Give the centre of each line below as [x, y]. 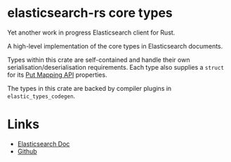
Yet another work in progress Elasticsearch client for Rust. [91, 32]
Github [27, 151]
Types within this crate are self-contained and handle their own [99, 60]
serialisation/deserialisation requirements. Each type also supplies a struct [116, 67]
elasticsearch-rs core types [90, 13]
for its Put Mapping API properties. [57, 75]
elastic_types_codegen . [41, 96]
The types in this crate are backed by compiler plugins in [90, 88]
